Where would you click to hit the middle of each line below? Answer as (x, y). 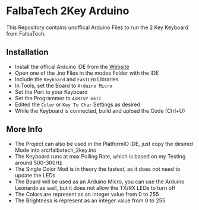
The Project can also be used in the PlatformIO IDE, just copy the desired (104, 144)
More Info (24, 130)
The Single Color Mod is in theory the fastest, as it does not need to (97, 169)
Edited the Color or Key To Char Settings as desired (78, 104)
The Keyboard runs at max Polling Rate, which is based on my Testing (100, 156)
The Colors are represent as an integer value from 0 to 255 (87, 194)
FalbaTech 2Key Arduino (68, 11)
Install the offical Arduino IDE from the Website (72, 66)
